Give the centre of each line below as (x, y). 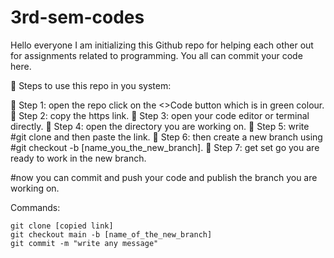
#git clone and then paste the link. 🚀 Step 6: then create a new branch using (166, 137)
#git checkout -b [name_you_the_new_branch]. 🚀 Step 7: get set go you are (165, 147)
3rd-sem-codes (77, 17)
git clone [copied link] (62, 226)
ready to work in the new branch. (78, 158)
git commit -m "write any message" (84, 243)
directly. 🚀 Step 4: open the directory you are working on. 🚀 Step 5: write (160, 126)
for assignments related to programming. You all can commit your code (156, 55)
